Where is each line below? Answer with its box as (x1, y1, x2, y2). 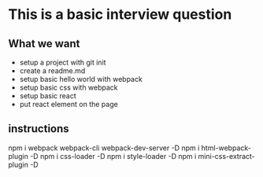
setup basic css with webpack (19, 83, 118, 92)
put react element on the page (19, 100, 118, 109)
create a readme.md (19, 66, 86, 76)
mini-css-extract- (198, 151, 256, 160)
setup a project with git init (19, 57, 106, 67)
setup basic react (19, 91, 76, 100)
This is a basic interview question (8, 6, 232, 24)
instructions (8, 122, 69, 135)
